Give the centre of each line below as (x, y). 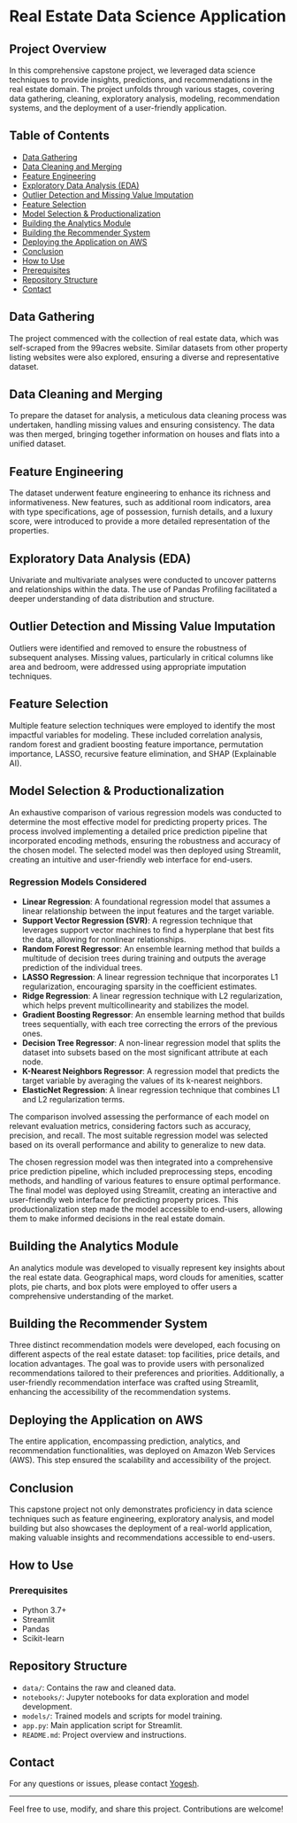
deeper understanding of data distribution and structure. (112, 599)
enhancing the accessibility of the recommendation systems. (120, 1392)
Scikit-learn (43, 1638)
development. (47, 1706)
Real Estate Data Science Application (148, 16)
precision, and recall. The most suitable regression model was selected (139, 1135)
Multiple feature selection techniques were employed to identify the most (142, 725)
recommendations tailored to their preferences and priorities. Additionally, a (147, 1373)
